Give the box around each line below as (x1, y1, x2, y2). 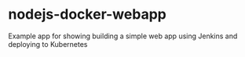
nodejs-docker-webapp (8, 5, 166, 23)
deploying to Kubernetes (8, 39, 88, 48)
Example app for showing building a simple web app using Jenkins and (8, 31, 238, 41)
